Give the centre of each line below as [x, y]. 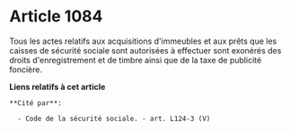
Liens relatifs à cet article [57, 86]
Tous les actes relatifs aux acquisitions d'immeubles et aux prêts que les [143, 41]
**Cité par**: [36, 103]
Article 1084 [56, 16]
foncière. [26, 70]
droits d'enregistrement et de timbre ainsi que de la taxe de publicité [136, 60]
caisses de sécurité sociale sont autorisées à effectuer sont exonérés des [145, 50]
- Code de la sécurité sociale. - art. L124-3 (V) [114, 119]
